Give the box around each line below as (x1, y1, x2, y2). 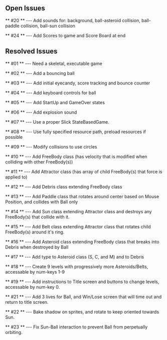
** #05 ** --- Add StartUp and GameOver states (5, 99, 105, 105)
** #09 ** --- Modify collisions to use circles (5, 143, 97, 150)
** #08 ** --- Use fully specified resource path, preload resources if (5, 128, 146, 135)
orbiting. (5, 329, 23, 335)
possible (5, 134, 23, 140)
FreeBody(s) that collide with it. (5, 214, 70, 220)
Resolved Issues (5, 47, 58, 56)
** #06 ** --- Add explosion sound (5, 109, 77, 115)
